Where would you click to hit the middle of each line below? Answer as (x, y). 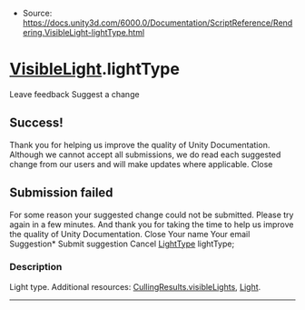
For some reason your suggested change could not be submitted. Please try (152, 215)
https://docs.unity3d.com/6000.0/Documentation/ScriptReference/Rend (157, 23)
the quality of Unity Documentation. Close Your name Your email (130, 234)
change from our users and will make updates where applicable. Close (141, 164)
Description (36, 267)
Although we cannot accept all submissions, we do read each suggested (145, 155)
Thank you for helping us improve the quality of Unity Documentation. (140, 145)
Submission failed (61, 193)
